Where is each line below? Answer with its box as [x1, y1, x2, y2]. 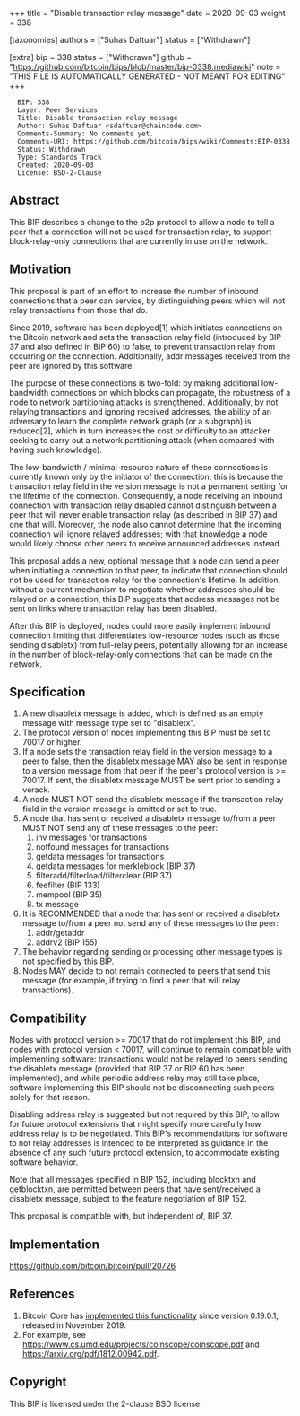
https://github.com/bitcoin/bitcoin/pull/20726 [9, 1261, 176, 1272]
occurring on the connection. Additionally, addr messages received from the [9, 350, 291, 362]
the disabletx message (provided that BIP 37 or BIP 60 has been [9, 1063, 245, 1074]
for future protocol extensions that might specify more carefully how [9, 1119, 261, 1130]
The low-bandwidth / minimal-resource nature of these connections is [9, 461, 269, 472]
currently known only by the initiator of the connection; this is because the [9, 471, 284, 482]
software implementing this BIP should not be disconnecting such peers [9, 1082, 275, 1093]
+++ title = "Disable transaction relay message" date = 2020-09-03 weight [9, 8, 287, 18]
